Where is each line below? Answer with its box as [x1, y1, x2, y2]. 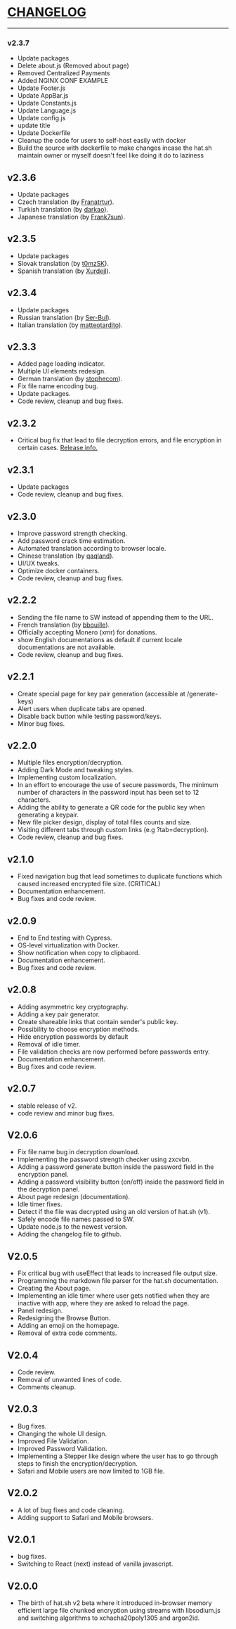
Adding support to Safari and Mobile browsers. [17, 1513, 153, 1521]
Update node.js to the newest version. [17, 1222, 128, 1231]
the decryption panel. [17, 1185, 80, 1194]
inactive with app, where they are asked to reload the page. [17, 1299, 190, 1308]
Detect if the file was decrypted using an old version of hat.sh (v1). [17, 1208, 211, 1216]
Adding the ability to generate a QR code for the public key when [17, 803, 205, 812]
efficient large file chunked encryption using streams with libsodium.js [17, 1606, 221, 1615]
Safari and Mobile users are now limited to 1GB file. [17, 1467, 165, 1475]
